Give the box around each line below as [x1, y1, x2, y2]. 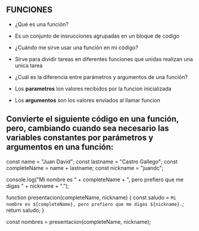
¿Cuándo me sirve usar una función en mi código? [14, 44, 139, 51]
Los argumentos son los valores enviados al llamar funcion [14, 96, 161, 104]
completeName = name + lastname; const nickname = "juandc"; [6, 164, 164, 171]
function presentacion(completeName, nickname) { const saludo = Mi [6, 194, 177, 201]
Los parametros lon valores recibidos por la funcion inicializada [14, 85, 172, 92]
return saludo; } [6, 206, 45, 214]
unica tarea [14, 62, 43, 69]
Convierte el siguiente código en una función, [6, 114, 179, 124]
